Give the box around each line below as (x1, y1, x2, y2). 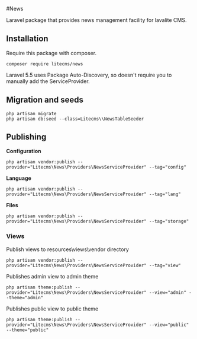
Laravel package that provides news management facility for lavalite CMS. (6, 17, 188, 23)
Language (6, 175, 31, 182)
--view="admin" (148, 289, 186, 296)
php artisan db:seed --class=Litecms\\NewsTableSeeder (6, 116, 144, 122)
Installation (6, 34, 49, 44)
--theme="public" (6, 327, 49, 333)
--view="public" (148, 322, 189, 328)
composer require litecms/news (6, 61, 83, 67)
